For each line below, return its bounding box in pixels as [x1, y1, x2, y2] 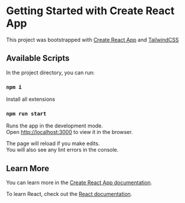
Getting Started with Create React [6, 4, 175, 18]
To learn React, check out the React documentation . [6, 191, 133, 198]
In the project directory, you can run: [6, 69, 95, 76]
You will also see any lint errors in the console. [6, 146, 119, 153]
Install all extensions [6, 96, 55, 103]
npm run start [6, 110, 47, 117]
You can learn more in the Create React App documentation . [6, 179, 153, 186]
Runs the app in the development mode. [6, 122, 103, 129]
